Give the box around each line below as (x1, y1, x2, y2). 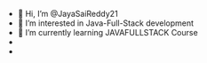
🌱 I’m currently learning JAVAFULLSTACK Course (17, 28, 198, 37)
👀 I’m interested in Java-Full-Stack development (17, 18, 194, 28)
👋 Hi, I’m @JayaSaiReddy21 (17, 9, 118, 19)
